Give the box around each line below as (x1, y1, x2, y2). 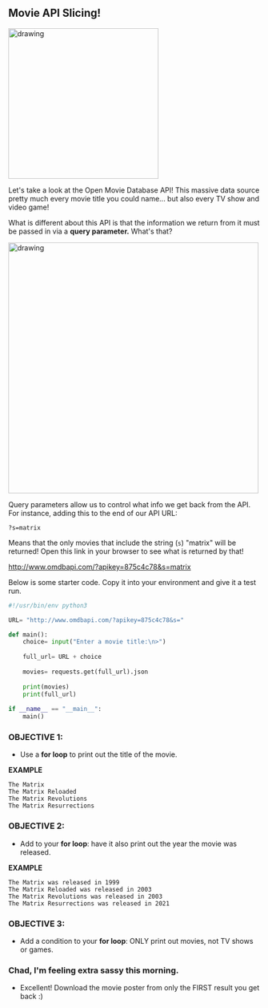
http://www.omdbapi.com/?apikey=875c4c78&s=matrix (8, 562, 191, 571)
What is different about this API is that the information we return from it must (8, 217, 260, 227)
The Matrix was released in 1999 (8, 878, 120, 886)
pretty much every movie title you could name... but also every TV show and (8, 193, 260, 203)
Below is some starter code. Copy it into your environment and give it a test (8, 577, 256, 587)
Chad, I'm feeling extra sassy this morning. (8, 965, 179, 976)
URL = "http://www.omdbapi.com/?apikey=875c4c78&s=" (8, 616, 184, 624)
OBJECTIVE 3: (8, 918, 66, 929)
